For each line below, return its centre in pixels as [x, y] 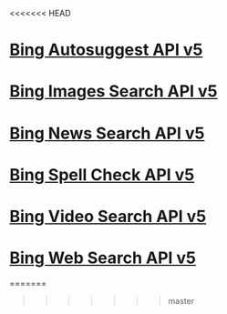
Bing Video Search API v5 [108, 216]
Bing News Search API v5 [107, 133]
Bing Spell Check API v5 [102, 174]
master [181, 300]
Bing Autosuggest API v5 [106, 50]
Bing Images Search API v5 [113, 91]
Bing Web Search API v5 [103, 258]
